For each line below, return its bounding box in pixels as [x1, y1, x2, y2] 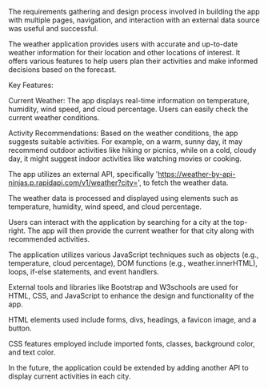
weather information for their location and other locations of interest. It [8, 48, 241, 57]
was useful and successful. [8, 24, 98, 33]
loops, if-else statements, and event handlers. [8, 267, 160, 276]
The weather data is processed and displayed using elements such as [8, 194, 238, 203]
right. [8, 226, 26, 235]
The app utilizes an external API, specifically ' [8, 170, 158, 178]
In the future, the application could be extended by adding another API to [8, 363, 250, 372]
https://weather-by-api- [158, 170, 236, 178]
